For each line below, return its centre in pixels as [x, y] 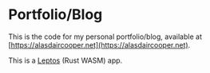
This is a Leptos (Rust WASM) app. [65, 60]
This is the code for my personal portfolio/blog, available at [105, 36]
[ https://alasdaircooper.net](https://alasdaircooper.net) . [99, 44]
